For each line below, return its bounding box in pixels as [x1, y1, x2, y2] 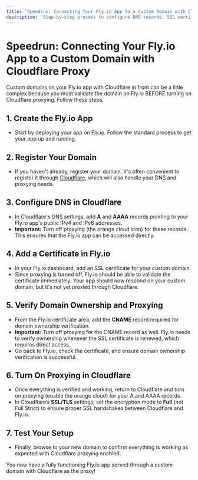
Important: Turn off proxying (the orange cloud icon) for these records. [14, 225, 188, 232]
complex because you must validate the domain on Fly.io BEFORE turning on [6, 90, 192, 97]
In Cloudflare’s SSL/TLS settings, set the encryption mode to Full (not [14, 398, 184, 406]
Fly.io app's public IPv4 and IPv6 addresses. [14, 219, 123, 226]
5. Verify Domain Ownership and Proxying [6, 301, 163, 311]
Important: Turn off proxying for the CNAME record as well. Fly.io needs [14, 328, 190, 335]
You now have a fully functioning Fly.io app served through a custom [6, 461, 173, 468]
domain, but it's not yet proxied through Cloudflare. [14, 283, 140, 290]
